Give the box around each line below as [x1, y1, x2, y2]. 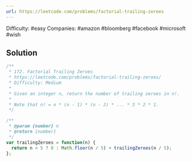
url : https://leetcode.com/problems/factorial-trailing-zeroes [6, 8, 164, 15]
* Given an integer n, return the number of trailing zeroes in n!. [8, 90, 180, 97]
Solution [6, 48, 38, 58]
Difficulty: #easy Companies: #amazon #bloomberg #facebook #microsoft [6, 25, 186, 32]
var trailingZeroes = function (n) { [6, 139, 96, 146]
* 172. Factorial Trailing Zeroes [8, 69, 93, 75]
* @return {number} [8, 129, 57, 135]
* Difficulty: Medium [8, 80, 62, 86]
